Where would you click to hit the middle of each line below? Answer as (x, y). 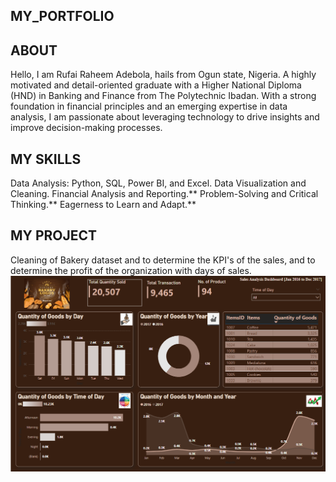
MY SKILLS (46, 159)
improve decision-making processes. (86, 128)
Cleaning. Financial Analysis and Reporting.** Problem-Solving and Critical (164, 194)
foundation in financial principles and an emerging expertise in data (149, 106)
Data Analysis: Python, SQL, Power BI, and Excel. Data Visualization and (158, 183)
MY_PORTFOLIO (62, 16)
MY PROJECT (54, 235)
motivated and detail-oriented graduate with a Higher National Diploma (156, 85)
